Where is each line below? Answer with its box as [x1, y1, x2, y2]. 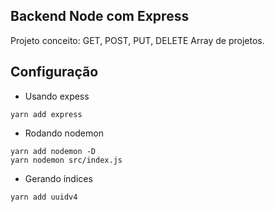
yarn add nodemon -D [10, 146, 97, 156]
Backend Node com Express [10, 8, 190, 25]
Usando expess [24, 90, 90, 102]
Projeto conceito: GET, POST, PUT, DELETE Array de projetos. [10, 34, 265, 46]
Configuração [10, 64, 99, 81]
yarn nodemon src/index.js [10, 155, 123, 165]
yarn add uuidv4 [10, 192, 78, 202]
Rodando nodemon [24, 127, 104, 139]
